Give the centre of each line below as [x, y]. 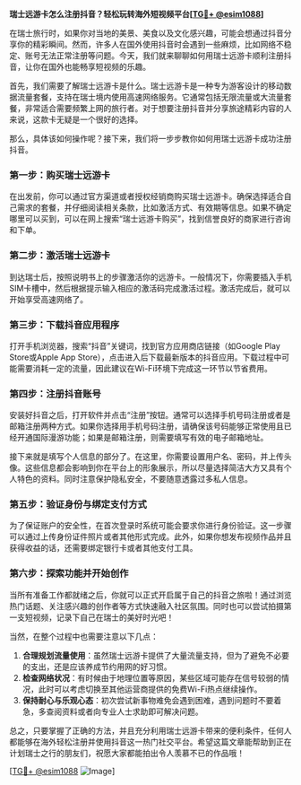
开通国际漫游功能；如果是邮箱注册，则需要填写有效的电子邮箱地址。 [142, 438]
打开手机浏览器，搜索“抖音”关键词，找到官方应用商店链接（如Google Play [145, 345]
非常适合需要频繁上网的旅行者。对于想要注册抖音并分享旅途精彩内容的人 [158, 108]
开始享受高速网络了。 [48, 299]
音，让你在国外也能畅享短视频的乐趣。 [80, 67]
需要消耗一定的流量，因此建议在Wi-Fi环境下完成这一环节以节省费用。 [145, 368]
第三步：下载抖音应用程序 [64, 325]
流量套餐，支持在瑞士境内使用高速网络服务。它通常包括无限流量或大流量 [150, 97]
